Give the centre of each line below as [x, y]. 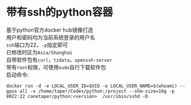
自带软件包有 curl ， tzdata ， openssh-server [59, 60]
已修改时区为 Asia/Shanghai [39, 52]
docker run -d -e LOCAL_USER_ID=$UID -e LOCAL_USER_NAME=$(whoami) [92, 86]
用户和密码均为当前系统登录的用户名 [51, 37]
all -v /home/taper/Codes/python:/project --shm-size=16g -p [97, 91]
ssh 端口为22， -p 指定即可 [37, 45]
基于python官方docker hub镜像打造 [50, 30]
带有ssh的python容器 [60, 12]
